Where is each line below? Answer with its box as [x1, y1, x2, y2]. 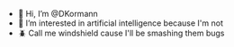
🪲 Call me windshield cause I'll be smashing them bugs [17, 27, 225, 38]
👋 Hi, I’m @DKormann [17, 9, 99, 19]
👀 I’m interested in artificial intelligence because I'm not [17, 18, 223, 28]
